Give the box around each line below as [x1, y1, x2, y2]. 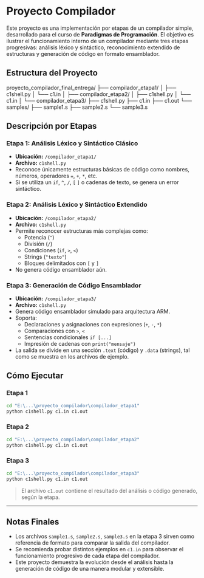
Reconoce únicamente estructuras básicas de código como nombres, [15, 166, 189, 173]
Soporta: [15, 314, 38, 322]
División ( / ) [24, 240, 53, 247]
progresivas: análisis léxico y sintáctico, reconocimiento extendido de [6, 44, 180, 51]
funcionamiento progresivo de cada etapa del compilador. [15, 552, 160, 560]
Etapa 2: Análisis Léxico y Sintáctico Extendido [6, 201, 148, 209]
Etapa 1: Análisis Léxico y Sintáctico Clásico [6, 139, 138, 148]
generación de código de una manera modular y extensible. [15, 565, 165, 573]
